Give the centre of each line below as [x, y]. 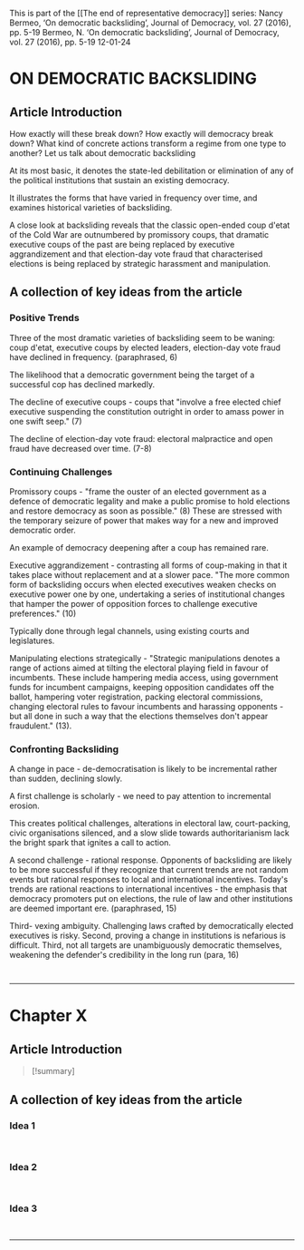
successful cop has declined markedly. [82, 384]
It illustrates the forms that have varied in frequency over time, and [133, 198]
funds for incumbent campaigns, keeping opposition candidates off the [142, 687]
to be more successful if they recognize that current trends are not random [149, 870]
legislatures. [32, 640]
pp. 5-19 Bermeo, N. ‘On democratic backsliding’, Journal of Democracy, [144, 32]
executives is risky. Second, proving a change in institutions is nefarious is [148, 936]
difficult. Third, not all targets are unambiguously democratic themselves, [146, 945]
